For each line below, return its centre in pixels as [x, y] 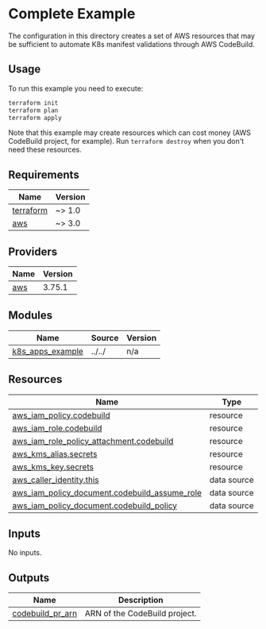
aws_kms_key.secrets [53, 467]
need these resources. [45, 150]
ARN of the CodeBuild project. [141, 614]
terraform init [33, 103]
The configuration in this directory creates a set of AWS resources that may [132, 36]
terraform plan [33, 110]
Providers [33, 251]
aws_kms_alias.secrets [55, 453]
